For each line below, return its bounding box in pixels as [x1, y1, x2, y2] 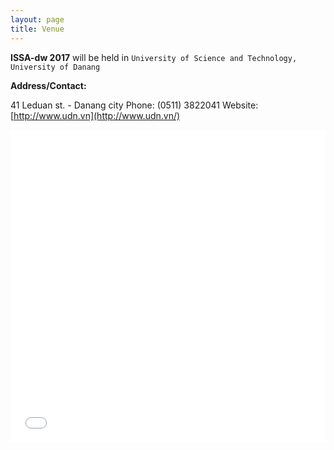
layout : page [10, 14, 65, 25]
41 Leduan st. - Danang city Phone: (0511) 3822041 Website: [10, 99, 259, 111]
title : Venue [10, 24, 65, 34]
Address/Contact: [10, 79, 87, 91]
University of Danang [10, 62, 101, 72]
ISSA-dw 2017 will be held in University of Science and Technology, [10, 51, 298, 63]
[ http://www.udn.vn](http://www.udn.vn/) [10, 109, 181, 121]
